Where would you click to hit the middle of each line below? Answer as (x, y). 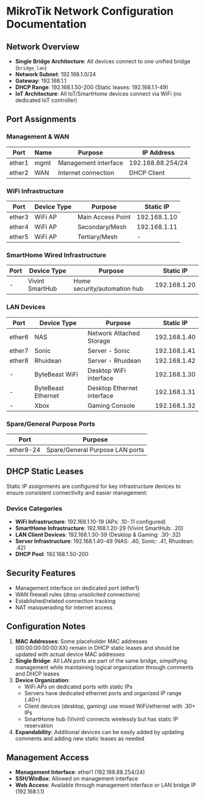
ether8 (19, 360)
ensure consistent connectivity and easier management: (77, 493)
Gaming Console (111, 405)
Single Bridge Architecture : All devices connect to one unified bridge (103, 61)
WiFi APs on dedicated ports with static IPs (78, 687)
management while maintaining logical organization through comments (104, 667)
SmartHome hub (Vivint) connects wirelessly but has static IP (101, 719)
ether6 (19, 337)
